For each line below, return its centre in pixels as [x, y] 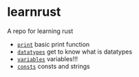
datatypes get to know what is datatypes [75, 52]
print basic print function [53, 44]
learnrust [34, 12]
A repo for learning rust [40, 31]
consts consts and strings [54, 66]
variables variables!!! [47, 58]
